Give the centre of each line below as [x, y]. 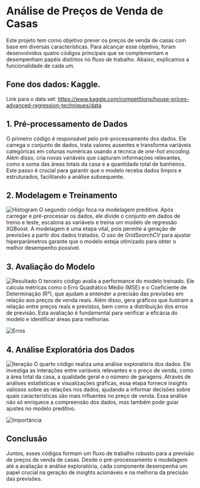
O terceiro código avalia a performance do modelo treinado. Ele [116, 281]
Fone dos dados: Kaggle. [53, 85]
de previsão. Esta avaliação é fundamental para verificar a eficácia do [92, 313]
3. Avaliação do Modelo [51, 266]
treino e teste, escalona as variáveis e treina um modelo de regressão [92, 222]
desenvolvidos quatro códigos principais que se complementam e [87, 53]
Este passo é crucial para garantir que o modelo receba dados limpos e [94, 170]
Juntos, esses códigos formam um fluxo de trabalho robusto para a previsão [100, 453]
